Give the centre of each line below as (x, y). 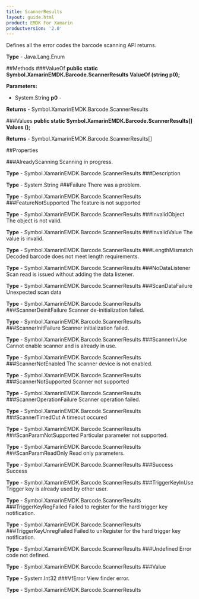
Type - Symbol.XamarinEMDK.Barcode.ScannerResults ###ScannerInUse (97, 340)
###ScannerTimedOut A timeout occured (57, 417)
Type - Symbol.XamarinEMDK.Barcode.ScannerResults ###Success (90, 465)
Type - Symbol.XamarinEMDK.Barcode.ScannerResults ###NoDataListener (98, 268)
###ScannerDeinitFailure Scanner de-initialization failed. (75, 310)
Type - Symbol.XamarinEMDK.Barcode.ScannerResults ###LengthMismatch (100, 250)
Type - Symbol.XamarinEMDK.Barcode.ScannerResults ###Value (86, 567)
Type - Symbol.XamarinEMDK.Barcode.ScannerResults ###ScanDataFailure (99, 286)
